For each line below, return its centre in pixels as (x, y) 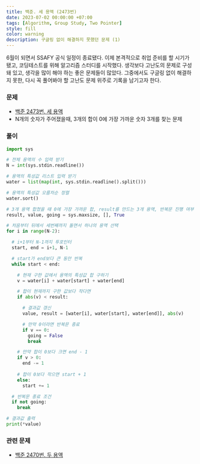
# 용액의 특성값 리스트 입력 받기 (41, 176)
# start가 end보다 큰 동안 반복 (47, 258)
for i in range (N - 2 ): (33, 231)
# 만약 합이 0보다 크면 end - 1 (53, 352)
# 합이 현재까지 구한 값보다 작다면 (54, 292)
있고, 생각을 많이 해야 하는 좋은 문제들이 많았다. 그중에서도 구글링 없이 (94, 73)
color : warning (25, 34)
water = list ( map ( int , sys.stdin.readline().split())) (76, 182)
